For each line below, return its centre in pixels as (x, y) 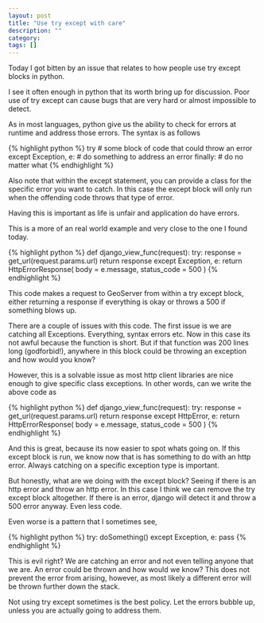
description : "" (35, 30)
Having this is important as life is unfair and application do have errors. (124, 213)
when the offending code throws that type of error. (91, 198)
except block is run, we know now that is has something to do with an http (130, 457)
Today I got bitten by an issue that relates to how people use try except (124, 68)
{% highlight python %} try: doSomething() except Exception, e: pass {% (127, 537)
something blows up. (43, 310)
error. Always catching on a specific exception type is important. (114, 465)
